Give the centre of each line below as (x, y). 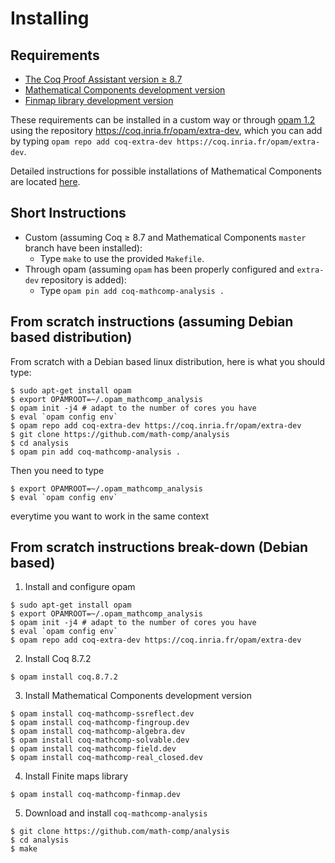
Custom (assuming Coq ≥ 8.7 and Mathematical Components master (165, 237)
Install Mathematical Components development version (138, 696)
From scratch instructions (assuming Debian (152, 322)
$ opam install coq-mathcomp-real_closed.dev (106, 758)
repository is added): (84, 279)
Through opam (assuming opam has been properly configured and (159, 269)
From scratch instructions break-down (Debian (159, 547)
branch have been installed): (83, 248)
